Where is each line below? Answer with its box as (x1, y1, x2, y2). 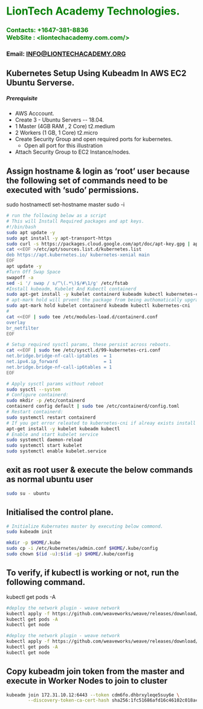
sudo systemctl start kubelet (6, 443, 83, 449)
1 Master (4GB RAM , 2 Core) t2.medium (14, 123, 115, 130)
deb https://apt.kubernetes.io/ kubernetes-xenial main (6, 252, 150, 258)
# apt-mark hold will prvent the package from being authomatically (6, 297, 182, 303)
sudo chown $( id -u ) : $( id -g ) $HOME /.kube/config (6, 551, 134, 557)
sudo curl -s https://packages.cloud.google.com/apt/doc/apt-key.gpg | (6, 241, 190, 247)
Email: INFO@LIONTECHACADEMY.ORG (6, 50, 126, 58)
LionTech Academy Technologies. (6, 4, 180, 18)
